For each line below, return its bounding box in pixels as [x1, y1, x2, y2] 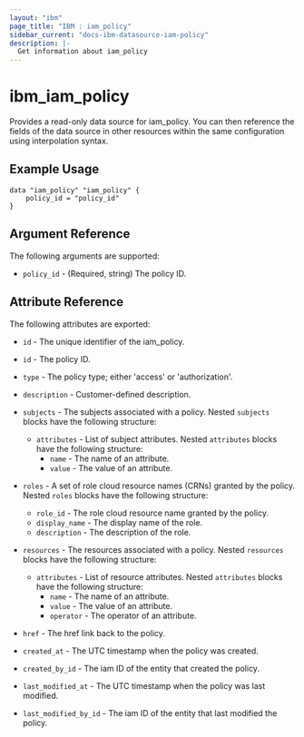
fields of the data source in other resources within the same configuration [9, 126, 285, 137]
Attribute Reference [9, 294, 124, 310]
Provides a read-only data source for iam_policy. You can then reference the [9, 116, 295, 127]
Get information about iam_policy [17, 47, 148, 56]
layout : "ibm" [9, 13, 64, 23]
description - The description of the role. [35, 526, 191, 537]
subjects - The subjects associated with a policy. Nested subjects [22, 406, 270, 418]
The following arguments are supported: [9, 251, 161, 261]
